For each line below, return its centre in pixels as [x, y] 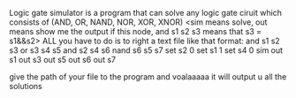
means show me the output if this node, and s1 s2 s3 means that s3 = [136, 31]
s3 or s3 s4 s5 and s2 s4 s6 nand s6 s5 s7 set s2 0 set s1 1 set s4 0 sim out [146, 50]
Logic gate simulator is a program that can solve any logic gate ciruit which [146, 13]
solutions [26, 86]
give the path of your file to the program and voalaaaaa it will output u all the [148, 77]
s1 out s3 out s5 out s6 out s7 [63, 60]
